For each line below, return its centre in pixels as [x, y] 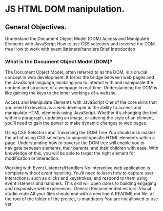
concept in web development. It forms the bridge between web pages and [80, 77]
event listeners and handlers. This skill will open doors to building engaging [81, 183]
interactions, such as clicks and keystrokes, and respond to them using [76, 178]
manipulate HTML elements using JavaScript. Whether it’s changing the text [81, 113]
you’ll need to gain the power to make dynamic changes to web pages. [76, 123]
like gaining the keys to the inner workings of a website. [61, 93]
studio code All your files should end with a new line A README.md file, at [80, 194]
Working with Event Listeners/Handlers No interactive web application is [78, 168]
